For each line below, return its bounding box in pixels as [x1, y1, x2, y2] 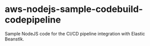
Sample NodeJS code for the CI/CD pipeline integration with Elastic [5, 30, 145, 36]
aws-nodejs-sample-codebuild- [5, 3, 143, 15]
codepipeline [5, 14, 61, 25]
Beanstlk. [5, 36, 24, 42]
